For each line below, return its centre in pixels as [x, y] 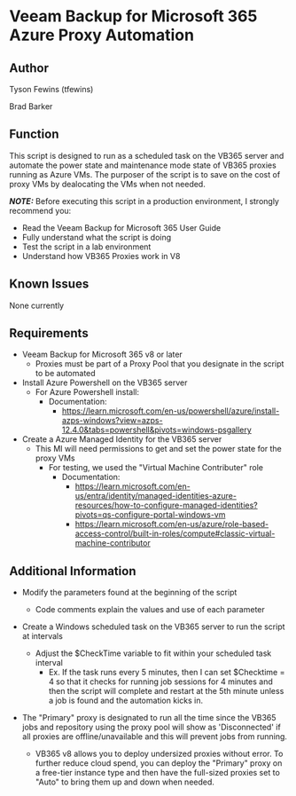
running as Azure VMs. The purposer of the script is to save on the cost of [145, 174]
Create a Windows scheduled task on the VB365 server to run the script [153, 627]
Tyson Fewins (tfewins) [51, 89]
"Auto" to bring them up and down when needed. [125, 782]
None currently [37, 305]
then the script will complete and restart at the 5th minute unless [166, 691]
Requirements [49, 333]
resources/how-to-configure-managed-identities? [167, 505]
